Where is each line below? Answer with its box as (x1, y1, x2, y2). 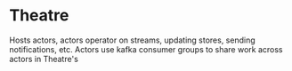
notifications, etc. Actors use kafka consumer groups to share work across (9, 43, 283, 54)
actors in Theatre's (9, 53, 78, 64)
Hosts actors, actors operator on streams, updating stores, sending (9, 35, 255, 45)
